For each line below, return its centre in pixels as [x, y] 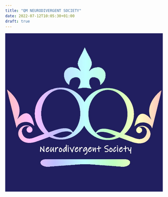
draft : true [17, 21]
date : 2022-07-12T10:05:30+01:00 [40, 16]
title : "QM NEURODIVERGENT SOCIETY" [43, 11]
